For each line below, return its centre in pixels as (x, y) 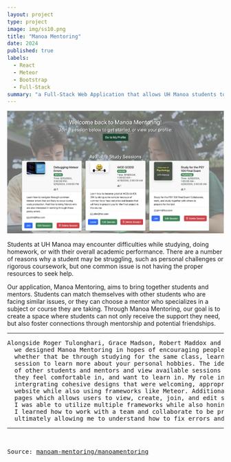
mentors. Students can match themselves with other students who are (107, 294)
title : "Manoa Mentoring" (44, 36)
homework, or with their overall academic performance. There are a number (115, 252)
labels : (18, 58)
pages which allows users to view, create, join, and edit (116, 398)
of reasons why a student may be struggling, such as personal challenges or (115, 259)
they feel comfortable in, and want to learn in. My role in (119, 377)
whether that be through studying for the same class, (109, 356)
